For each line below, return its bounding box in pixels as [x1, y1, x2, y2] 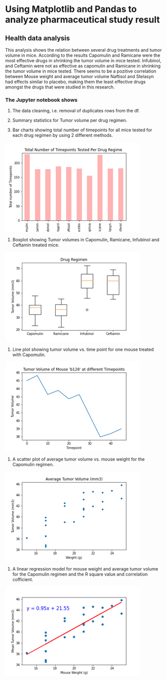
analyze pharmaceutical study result [5, 14, 160, 25]
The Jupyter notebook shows [5, 96, 78, 103]
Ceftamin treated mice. [12, 242, 60, 248]
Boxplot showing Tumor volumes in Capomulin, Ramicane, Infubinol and [12, 237, 160, 243]
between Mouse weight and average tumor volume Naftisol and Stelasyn [5, 74, 154, 79]
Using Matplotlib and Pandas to [5, 3, 137, 15]
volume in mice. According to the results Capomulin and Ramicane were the [5, 52, 161, 58]
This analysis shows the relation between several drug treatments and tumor [5, 47, 162, 53]
